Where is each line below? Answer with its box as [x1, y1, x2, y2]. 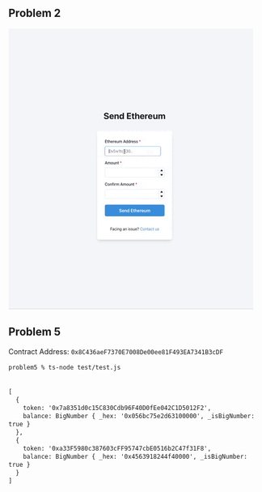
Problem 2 [8, 6, 61, 20]
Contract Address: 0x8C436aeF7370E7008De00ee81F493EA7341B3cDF [8, 346, 224, 356]
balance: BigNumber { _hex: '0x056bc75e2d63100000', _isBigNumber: [23, 412, 255, 420]
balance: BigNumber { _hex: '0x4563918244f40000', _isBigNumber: [23, 452, 248, 460]
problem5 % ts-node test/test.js [8, 363, 121, 371]
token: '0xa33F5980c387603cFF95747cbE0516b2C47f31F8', [23, 444, 212, 452]
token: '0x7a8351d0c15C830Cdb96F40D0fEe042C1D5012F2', [23, 404, 212, 412]
